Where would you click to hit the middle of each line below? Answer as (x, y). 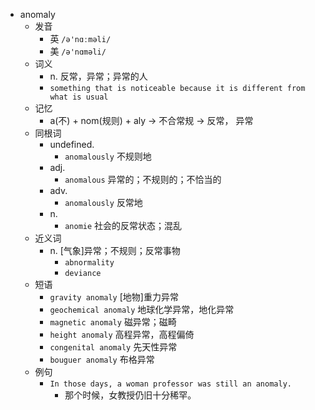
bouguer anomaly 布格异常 (102, 359)
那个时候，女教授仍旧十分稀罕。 (130, 395)
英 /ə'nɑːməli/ (80, 38)
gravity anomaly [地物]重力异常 (114, 297)
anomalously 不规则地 (108, 156)
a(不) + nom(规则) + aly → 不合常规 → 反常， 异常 (151, 120)
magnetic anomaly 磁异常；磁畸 (113, 322)
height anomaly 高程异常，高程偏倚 (122, 334)
